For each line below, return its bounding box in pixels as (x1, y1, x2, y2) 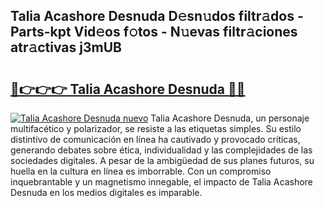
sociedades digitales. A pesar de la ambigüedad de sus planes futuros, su (10, 155, 315, 166)
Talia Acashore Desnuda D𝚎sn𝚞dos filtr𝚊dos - (10, 8, 304, 25)
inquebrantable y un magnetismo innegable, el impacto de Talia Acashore (10, 176, 313, 188)
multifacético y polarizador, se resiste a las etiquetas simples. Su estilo (10, 123, 302, 134)
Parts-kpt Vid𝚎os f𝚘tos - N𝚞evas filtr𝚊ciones (10, 24, 298, 41)
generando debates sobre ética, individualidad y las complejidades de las (10, 144, 313, 156)
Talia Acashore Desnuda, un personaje (150, 112, 310, 124)
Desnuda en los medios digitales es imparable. (10, 187, 203, 198)
